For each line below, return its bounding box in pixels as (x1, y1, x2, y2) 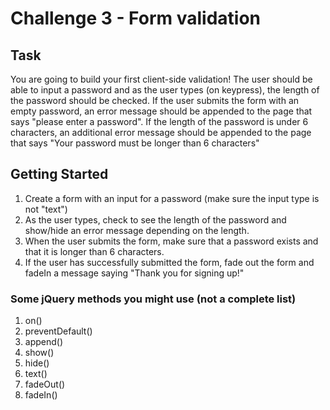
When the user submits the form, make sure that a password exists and (24, 235, 319, 247)
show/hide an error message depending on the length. (24, 224, 250, 236)
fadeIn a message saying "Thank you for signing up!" (24, 267, 245, 279)
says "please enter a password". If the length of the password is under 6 (10, 116, 309, 127)
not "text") (24, 203, 68, 215)
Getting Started (10, 166, 109, 183)
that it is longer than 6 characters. (24, 245, 165, 257)
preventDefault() (24, 325, 93, 337)
